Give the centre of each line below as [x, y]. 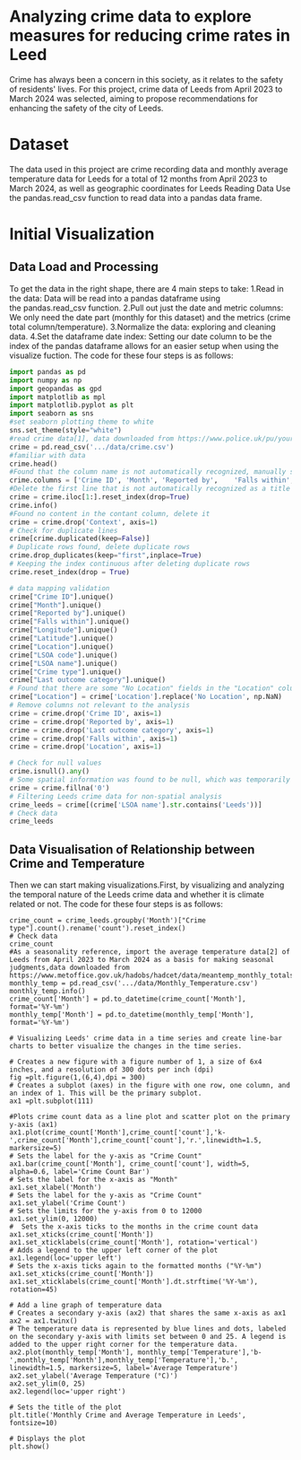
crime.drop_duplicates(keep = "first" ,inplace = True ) [106, 555]
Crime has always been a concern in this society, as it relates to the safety [146, 79]
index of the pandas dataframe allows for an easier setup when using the [144, 345]
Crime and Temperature [77, 863]
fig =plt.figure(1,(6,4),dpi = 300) [77, 1078]
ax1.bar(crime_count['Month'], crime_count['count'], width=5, [130, 1164]
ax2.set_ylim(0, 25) [48, 1384]
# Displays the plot [48, 1439]
